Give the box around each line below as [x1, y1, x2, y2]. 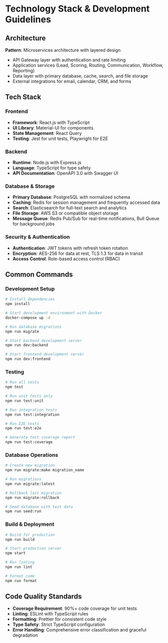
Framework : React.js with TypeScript [12, 119, 90, 125]
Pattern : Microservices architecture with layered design [5, 47, 121, 53]
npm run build [5, 537, 35, 542]
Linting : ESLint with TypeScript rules [12, 611, 89, 617]
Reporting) [12, 67, 35, 74]
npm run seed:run [5, 509, 42, 514]
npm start [5, 551, 26, 556]
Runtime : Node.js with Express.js [12, 159, 81, 165]
